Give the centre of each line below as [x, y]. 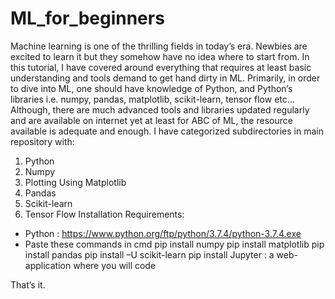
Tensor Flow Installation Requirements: [104, 214]
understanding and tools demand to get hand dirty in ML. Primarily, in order [165, 78]
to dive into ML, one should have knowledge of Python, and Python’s [151, 88]
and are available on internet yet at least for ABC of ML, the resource [151, 120]
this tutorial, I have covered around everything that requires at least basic [161, 67]
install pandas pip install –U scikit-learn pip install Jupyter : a [149, 254]
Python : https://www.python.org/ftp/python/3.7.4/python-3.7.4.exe [163, 233]
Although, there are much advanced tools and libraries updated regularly [160, 109]
